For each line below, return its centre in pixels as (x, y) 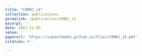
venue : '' (15, 32)
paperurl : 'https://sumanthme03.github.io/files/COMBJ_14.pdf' (71, 37)
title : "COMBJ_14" (24, 10)
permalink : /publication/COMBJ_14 (41, 19)
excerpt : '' (17, 23)
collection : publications (32, 14)
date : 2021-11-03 (23, 28)
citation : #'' (20, 42)
